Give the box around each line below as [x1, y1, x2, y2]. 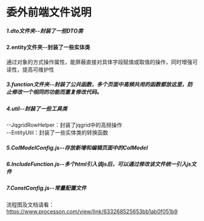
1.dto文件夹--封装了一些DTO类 [6, 27, 83, 34]
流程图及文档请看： [6, 201, 55, 208]
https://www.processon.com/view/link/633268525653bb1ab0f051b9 [6, 208, 178, 215]
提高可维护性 [22, 66, 55, 73]
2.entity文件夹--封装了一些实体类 [6, 44, 90, 51]
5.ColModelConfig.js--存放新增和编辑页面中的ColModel [6, 144, 148, 151]
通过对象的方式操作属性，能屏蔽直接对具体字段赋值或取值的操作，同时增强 [6, 58, 192, 66]
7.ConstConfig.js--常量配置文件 [6, 185, 87, 192]
